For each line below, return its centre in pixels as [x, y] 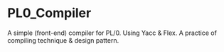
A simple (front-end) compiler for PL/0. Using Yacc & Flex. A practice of [112, 33]
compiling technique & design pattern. [63, 40]
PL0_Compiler [49, 13]
